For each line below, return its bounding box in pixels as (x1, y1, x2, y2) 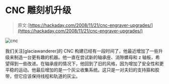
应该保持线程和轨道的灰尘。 (22, 73, 80, 79)
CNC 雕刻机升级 (5, 5, 71, 16)
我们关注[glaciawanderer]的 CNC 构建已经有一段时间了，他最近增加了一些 (5, 48, 158, 54)
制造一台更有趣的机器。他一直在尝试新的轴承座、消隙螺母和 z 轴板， (14, 54, 156, 60)
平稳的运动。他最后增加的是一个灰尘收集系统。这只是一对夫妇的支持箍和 (5, 66, 155, 73)
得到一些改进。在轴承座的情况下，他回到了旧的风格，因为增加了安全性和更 (9, 60, 164, 66)
